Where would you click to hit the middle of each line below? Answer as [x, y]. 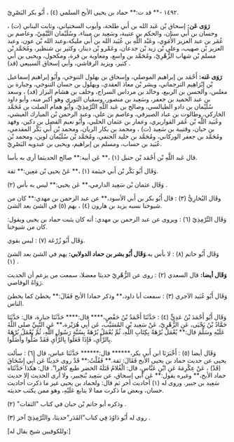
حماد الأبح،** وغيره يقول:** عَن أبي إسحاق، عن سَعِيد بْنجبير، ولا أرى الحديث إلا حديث [117, 375]
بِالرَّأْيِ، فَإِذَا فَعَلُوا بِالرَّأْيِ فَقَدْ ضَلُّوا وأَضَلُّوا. [60, 339]
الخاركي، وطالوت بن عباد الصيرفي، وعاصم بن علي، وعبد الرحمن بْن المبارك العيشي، [116, 114]
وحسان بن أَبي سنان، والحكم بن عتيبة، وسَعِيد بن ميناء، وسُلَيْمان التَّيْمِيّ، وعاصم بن [112, 33]
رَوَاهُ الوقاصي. [26, 282]
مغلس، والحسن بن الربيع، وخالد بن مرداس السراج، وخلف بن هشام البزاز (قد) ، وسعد [117, 92]
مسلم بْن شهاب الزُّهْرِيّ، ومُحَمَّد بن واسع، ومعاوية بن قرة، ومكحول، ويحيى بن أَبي [112, 55]
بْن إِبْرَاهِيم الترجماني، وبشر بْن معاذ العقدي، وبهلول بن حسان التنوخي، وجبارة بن [110, 84]
